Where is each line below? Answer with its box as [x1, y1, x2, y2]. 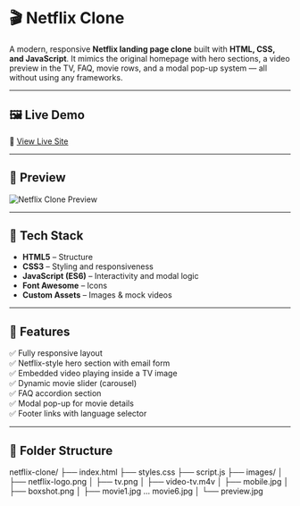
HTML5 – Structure [21, 252, 94, 263]
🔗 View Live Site [9, 136, 69, 147]
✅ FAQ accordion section [9, 388, 102, 399]
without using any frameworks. [9, 72, 123, 82]
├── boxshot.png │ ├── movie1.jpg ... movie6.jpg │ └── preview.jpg [9, 485, 263, 496]
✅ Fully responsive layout [9, 348, 103, 358]
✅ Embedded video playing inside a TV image [9, 368, 178, 379]
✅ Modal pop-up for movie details [9, 398, 134, 409]
